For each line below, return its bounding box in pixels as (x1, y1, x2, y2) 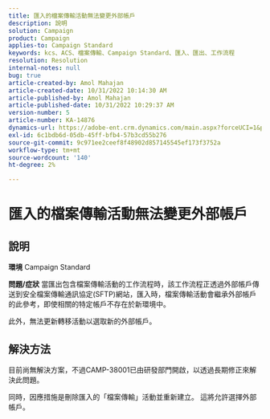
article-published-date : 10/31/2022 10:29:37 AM (8, 101, 174, 109)
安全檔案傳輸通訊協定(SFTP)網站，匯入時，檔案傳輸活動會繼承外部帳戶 (22, 290, 257, 299)
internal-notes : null (8, 64, 81, 72)
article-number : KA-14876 (8, 116, 95, 124)
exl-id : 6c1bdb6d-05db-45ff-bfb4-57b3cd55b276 (8, 131, 167, 139)
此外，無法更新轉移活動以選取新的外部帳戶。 (8, 316, 157, 326)
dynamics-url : (8, 124, 56, 132)
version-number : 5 (8, 109, 70, 117)
